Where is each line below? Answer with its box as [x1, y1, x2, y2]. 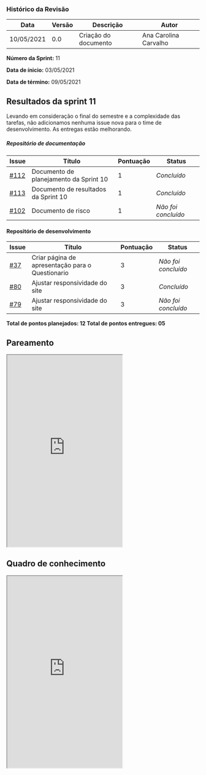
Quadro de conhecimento [6, 558, 106, 569]
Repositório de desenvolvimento [6, 227, 91, 235]
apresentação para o [31, 261, 92, 270]
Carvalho [142, 39, 169, 47]
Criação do [78, 31, 111, 40]
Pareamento [6, 337, 54, 348]
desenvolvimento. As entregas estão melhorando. [6, 125, 132, 133]
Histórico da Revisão [6, 5, 69, 14]
